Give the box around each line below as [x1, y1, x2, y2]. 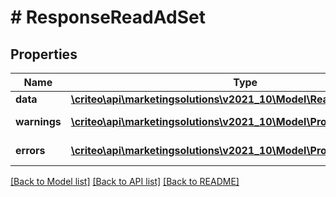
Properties [10, 46, 78, 63]
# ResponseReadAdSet [10, 6, 206, 29]
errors [15, 144, 46, 157]
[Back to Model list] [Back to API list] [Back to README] [10, 176, 240, 187]
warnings [15, 115, 62, 128]
